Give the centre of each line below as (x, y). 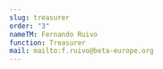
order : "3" (30, 26)
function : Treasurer (48, 43)
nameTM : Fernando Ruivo (54, 34)
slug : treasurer (39, 17)
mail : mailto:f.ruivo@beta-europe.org (81, 51)
